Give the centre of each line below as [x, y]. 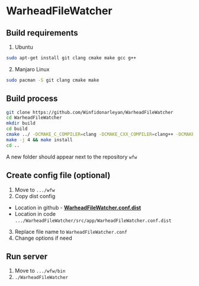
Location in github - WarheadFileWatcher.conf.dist [78, 207]
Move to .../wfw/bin [40, 271]
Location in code [35, 214]
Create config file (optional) [58, 175]
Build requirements [42, 33]
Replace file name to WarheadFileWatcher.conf [71, 231]
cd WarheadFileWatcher [34, 118]
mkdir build [21, 123]
